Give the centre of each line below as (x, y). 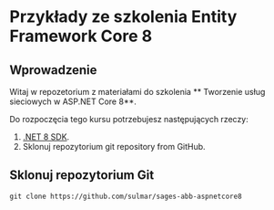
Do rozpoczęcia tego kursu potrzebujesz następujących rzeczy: (129, 119)
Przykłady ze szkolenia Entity (123, 17)
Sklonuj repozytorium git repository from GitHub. (114, 147)
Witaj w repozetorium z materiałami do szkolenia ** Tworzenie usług (137, 92)
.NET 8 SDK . (46, 137)
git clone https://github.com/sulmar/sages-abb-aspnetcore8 (126, 196)
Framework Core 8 (81, 36)
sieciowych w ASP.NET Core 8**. (73, 101)
